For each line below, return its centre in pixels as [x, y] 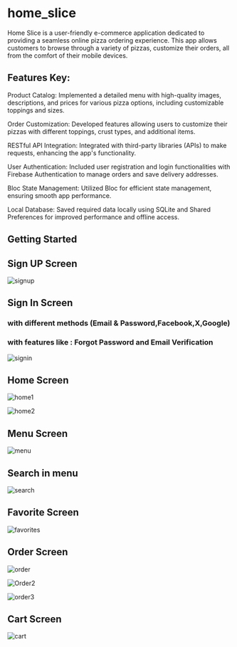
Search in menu [43, 473]
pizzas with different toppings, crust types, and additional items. [101, 131]
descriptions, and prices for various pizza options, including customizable [116, 102]
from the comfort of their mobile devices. [68, 56]
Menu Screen [38, 433]
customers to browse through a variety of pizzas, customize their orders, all [118, 48]
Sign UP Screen [42, 264]
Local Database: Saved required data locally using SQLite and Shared [109, 209]
